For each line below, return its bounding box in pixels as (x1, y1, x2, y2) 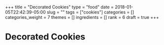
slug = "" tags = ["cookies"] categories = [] (46, 9, 134, 15)
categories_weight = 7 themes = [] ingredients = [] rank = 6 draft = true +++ (5, 15, 159, 20)
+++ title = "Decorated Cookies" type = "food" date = (5, 4, 114, 10)
